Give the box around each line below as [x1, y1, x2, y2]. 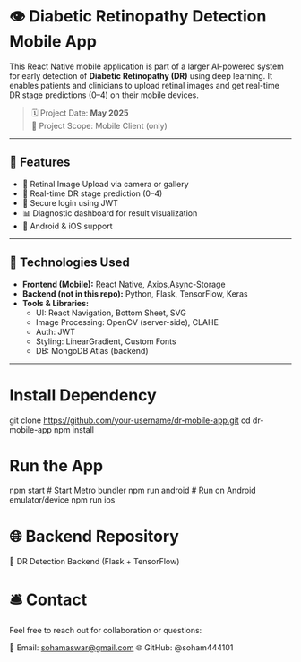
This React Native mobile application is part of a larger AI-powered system [9, 61, 285, 72]
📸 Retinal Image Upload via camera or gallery [21, 178, 190, 189]
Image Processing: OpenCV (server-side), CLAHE [35, 316, 219, 327]
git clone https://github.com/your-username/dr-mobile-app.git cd [9, 415, 251, 426]
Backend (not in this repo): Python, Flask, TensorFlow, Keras [21, 288, 248, 299]
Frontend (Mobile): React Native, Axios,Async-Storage [21, 279, 226, 289]
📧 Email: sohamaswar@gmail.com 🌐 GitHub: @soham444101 [9, 642, 234, 653]
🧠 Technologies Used [9, 255, 130, 271]
